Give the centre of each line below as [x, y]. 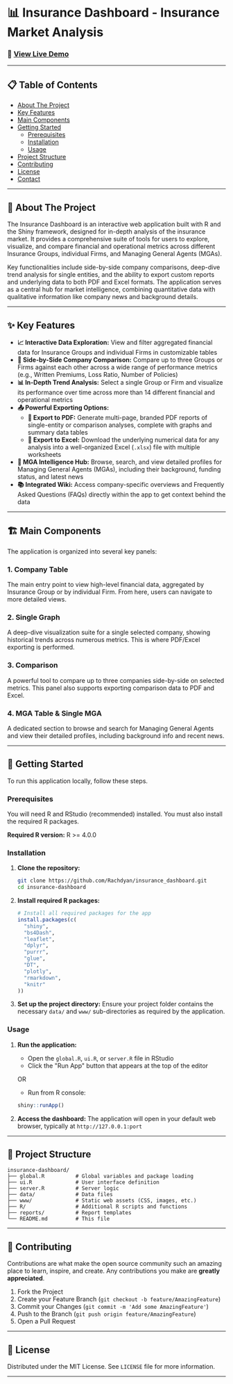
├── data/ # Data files [60, 1195]
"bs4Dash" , [40, 933]
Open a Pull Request [46, 1321]
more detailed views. [37, 600]
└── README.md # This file [59, 1219]
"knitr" [35, 984]
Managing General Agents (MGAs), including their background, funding [119, 469]
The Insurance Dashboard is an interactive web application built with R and [114, 224]
